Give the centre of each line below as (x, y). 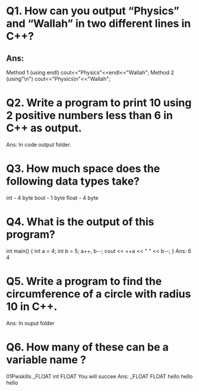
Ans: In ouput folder (30, 323)
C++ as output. (44, 128)
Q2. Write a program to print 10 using (99, 103)
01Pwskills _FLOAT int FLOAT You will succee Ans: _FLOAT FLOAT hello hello (99, 376)
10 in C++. (32, 306)
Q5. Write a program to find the (84, 281)
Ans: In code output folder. (39, 145)
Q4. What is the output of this (80, 222)
